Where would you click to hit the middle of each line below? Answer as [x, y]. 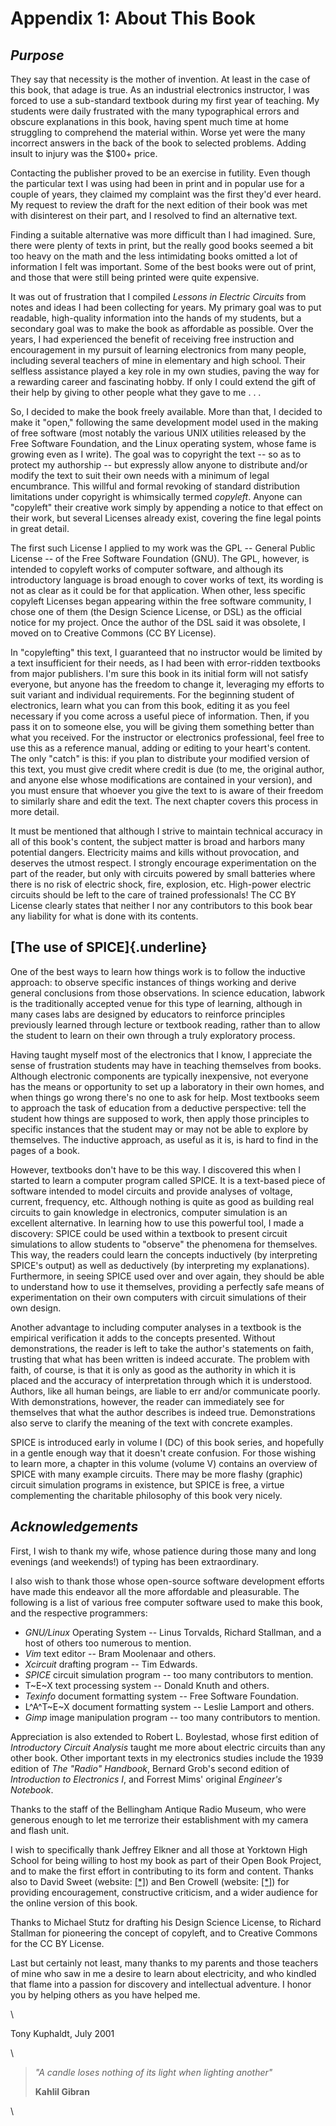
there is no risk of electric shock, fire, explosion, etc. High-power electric [161, 884]
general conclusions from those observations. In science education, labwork [168, 993]
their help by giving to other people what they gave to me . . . [136, 392]
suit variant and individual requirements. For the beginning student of [152, 695]
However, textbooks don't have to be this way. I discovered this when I [155, 1169]
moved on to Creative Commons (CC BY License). [113, 633]
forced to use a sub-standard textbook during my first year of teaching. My [165, 100]
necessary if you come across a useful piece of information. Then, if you [160, 716]
